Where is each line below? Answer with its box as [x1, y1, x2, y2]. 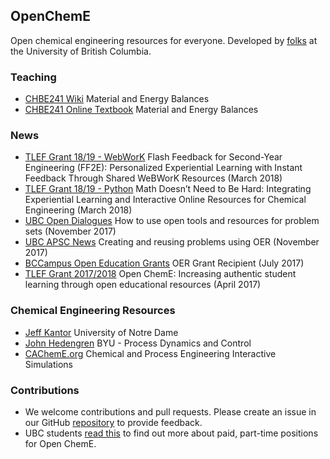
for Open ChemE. [24, 438, 97, 449]
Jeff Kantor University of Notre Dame [24, 326, 179, 338]
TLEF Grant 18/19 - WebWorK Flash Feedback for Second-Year [24, 151, 283, 163]
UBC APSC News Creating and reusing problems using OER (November [24, 236, 320, 248]
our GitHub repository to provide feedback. [24, 417, 203, 428]
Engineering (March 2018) [24, 204, 133, 216]
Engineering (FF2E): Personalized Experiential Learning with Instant [24, 162, 303, 174]
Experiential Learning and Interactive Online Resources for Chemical [24, 194, 307, 206]
